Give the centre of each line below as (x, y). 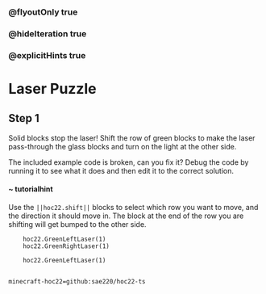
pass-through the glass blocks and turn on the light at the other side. (123, 146)
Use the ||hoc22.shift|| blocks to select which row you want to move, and (133, 207)
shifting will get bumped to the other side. (77, 224)
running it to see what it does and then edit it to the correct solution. (121, 170)
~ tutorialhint (31, 189)
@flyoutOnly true (43, 12)
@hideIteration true (48, 33)
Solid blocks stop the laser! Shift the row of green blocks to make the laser (132, 138)
